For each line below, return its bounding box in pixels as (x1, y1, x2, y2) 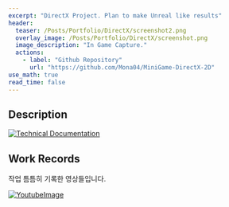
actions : (15, 49, 45, 57)
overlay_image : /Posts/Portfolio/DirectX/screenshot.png (15, 33, 208, 42)
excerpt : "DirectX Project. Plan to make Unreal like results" (8, 11, 223, 20)
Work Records (8, 152, 80, 166)
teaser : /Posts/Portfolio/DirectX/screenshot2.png (15, 26, 187, 34)
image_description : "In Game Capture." (15, 41, 148, 49)
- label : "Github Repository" (22, 57, 123, 64)
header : (8, 19, 34, 27)
